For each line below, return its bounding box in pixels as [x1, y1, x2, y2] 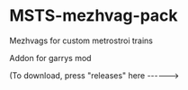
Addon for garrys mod [9, 52, 92, 63]
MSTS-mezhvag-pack [9, 5, 178, 26]
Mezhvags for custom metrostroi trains [9, 35, 153, 46]
